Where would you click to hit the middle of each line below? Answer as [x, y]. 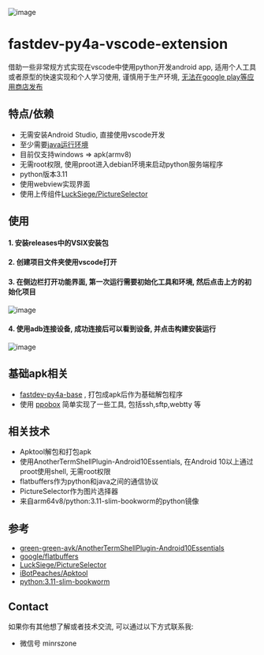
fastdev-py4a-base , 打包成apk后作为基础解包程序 [101, 394]
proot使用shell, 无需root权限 [65, 472]
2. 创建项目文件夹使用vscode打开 [63, 262]
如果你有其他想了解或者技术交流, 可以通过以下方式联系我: [101, 626]
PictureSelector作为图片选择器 [69, 491]
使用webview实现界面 [55, 184]
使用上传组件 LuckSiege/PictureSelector [84, 194]
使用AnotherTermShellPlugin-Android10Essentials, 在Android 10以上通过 [136, 461]
